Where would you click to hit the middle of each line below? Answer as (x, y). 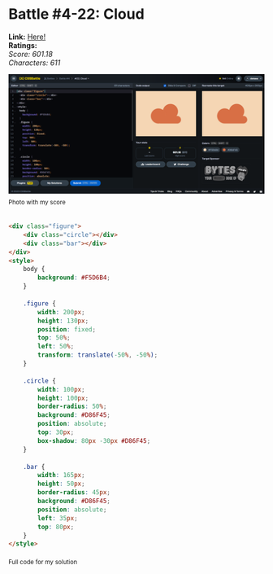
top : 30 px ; (56, 432)
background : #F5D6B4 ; (74, 278)
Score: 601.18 (30, 54)
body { (34, 269)
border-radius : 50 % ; (72, 407)
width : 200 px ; (61, 312)
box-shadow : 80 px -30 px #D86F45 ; (94, 440)
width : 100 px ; (61, 389)
